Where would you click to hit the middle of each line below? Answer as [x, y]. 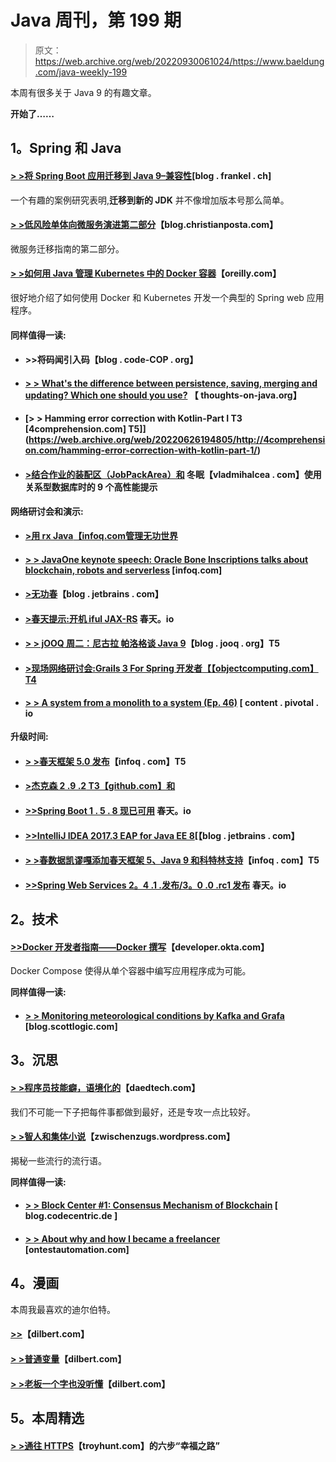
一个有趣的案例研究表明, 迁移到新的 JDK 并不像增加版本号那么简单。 [150, 200]
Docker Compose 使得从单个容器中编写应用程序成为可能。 [131, 971]
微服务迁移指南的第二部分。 [67, 248]
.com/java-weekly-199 [81, 72]
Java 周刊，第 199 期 [96, 20]
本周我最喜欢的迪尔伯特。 [63, 1309]
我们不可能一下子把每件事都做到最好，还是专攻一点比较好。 [133, 1112]
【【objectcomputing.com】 [260, 668]
